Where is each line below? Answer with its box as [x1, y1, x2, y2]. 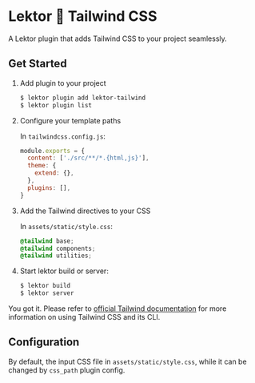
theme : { [27, 162, 57, 170]
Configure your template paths [19, 115, 122, 125]
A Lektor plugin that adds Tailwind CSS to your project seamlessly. [8, 34, 228, 43]
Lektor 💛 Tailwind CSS [8, 7, 157, 26]
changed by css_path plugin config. [8, 365, 126, 375]
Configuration [8, 336, 80, 349]
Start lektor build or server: [19, 266, 110, 276]
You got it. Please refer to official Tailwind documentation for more [8, 304, 227, 313]
